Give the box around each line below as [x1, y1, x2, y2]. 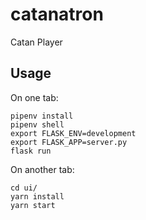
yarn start [10, 200, 56, 210]
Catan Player [10, 36, 63, 48]
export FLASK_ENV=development [10, 128, 137, 138]
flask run [10, 146, 52, 156]
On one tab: [10, 91, 59, 103]
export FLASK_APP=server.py [10, 137, 128, 147]
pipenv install [10, 111, 74, 121]
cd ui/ [10, 183, 38, 193]
